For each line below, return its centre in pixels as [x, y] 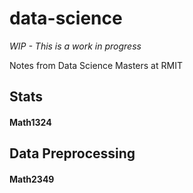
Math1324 [30, 122]
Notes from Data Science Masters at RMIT [96, 65]
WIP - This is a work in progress [75, 46]
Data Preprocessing [72, 153]
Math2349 [32, 179]
